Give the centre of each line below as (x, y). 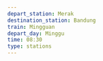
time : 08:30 (25, 40)
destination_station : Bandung (52, 20)
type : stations (30, 46)
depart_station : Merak (41, 14)
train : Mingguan (31, 27)
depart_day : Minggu (36, 33)
